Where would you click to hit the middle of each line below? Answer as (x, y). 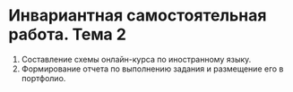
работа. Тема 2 (68, 34)
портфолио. (43, 78)
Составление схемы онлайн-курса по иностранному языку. (136, 59)
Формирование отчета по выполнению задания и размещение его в (152, 69)
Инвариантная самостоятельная (138, 16)
